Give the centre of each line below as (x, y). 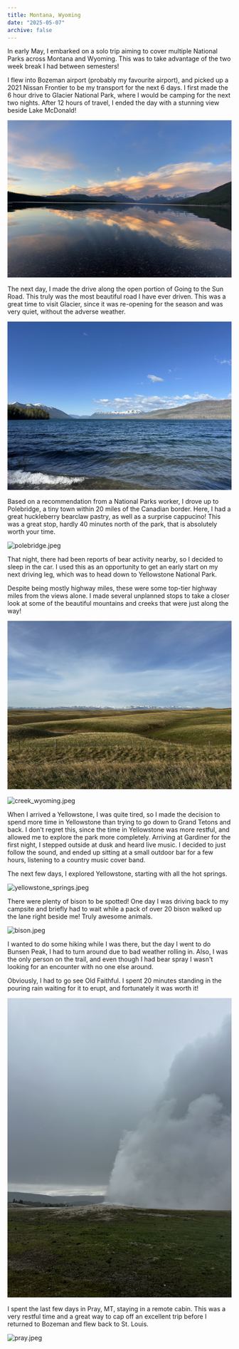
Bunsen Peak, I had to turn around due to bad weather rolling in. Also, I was (118, 951)
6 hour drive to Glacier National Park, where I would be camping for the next (119, 95)
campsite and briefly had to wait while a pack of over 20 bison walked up (115, 909)
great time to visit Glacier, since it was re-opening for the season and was (115, 304)
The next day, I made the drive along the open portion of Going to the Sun (116, 289)
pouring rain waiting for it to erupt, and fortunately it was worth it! (103, 988)
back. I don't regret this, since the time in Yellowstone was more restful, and (118, 829)
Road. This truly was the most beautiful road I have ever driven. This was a (117, 296)
